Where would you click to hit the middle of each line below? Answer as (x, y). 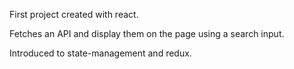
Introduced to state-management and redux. (100, 53)
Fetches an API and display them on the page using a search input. (147, 33)
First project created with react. (74, 14)
